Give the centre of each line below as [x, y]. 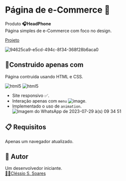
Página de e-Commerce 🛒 [58, 10]
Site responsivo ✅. [31, 95]
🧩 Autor [17, 156]
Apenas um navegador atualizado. [39, 141]
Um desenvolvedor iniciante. [34, 168]
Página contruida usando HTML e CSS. [44, 76]
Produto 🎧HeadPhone [28, 23]
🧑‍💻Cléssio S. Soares [26, 173]
